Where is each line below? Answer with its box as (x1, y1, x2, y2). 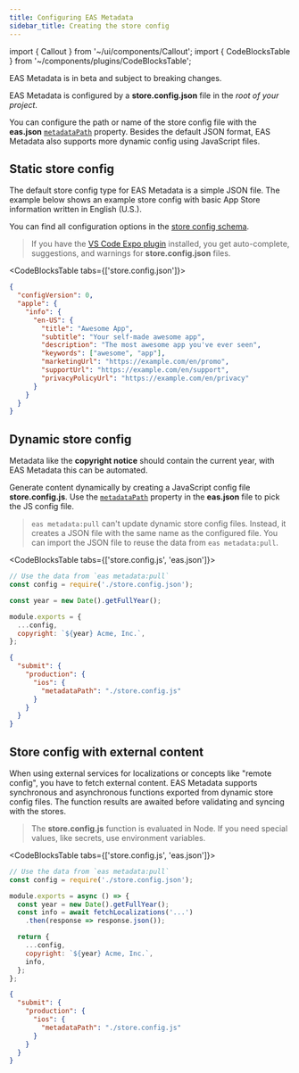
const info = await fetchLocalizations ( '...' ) (17, 908, 194, 917)
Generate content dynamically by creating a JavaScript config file (9, 483, 251, 493)
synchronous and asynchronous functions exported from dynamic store (9, 787, 274, 797)
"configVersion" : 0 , (17, 291, 94, 300)
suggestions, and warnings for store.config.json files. (30, 248, 231, 259)
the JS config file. (9, 501, 74, 512)
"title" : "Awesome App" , (41, 324, 134, 333)
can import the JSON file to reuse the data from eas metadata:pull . (30, 537, 278, 549)
